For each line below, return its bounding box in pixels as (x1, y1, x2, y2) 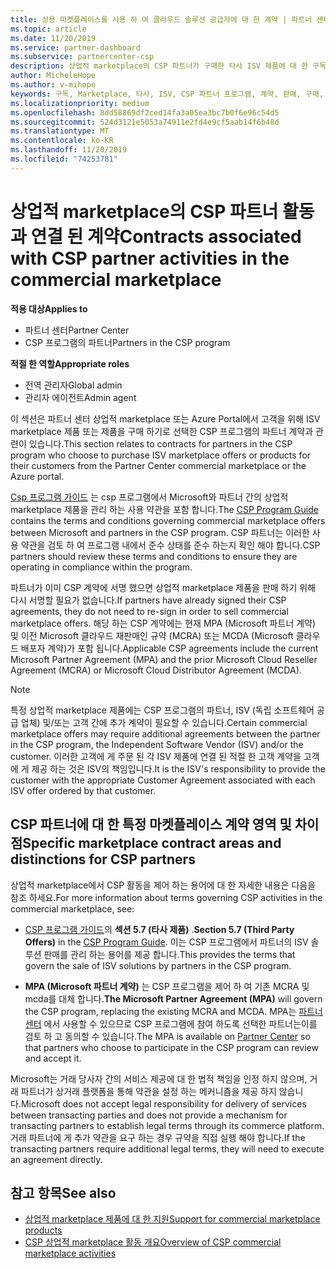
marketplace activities (24, 1247, 117, 1260)
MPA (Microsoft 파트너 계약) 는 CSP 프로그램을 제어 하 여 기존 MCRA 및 (24, 980, 310, 992)
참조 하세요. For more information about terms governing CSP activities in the (10, 891, 323, 903)
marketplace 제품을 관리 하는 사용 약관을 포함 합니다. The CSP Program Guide (10, 503, 319, 515)
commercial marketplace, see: (10, 902, 135, 915)
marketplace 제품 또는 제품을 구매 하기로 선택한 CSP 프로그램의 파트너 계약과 (10, 425, 314, 437)
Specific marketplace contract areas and (22, 835, 282, 852)
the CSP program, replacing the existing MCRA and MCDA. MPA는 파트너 (24, 1005, 323, 1017)
